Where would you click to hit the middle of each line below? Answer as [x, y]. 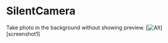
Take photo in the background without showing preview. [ [77, 27]
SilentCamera [41, 11]
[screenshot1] [23, 33]
